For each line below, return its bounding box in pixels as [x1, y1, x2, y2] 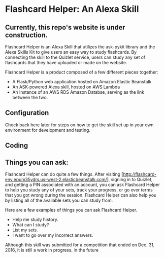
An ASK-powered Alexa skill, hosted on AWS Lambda [12, 84, 120, 90]
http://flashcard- [123, 171, 157, 177]
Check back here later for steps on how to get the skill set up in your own [5, 122, 154, 128]
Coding [5, 142, 28, 150]
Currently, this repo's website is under [5, 23, 126, 32]
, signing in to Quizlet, [108, 177, 153, 183]
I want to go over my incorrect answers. [12, 232, 94, 238]
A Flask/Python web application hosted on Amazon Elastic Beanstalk [12, 79, 152, 84]
